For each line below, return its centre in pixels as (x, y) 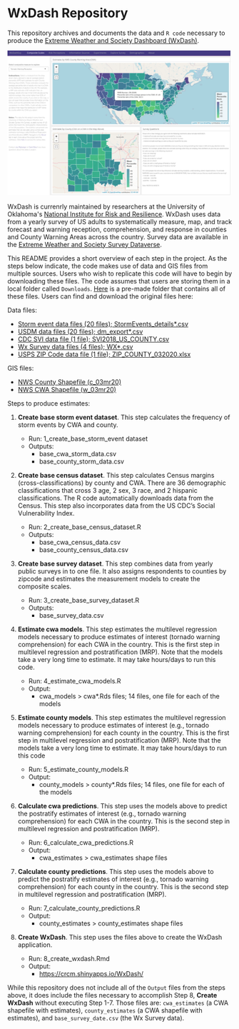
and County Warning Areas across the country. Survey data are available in (118, 236)
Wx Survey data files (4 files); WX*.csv (75, 346)
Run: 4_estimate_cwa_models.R (75, 681)
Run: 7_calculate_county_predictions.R (84, 908)
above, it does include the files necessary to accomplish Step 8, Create (112, 995)
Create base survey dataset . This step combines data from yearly (115, 563)
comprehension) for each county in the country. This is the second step (123, 886)
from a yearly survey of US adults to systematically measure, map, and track (120, 221)
